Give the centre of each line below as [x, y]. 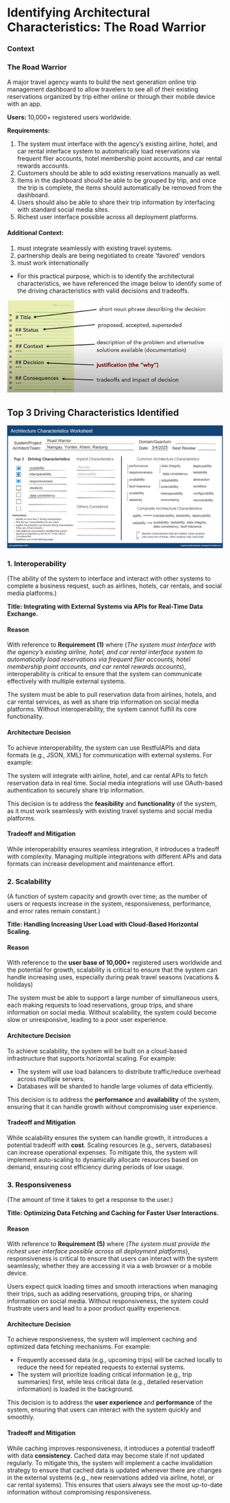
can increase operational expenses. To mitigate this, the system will [102, 1152]
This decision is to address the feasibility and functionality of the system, [112, 803]
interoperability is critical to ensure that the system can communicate [105, 674]
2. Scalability [29, 881]
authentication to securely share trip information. [76, 790]
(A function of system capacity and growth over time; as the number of [107, 897]
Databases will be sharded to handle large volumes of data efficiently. [115, 1086]
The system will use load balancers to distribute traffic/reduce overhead [119, 1071]
